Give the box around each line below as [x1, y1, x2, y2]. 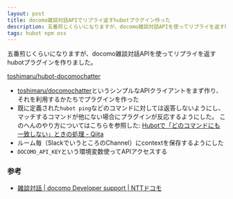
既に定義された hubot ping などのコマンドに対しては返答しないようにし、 [17, 104, 225, 112]
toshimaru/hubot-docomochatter [7, 72, 101, 81]
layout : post [7, 10, 45, 17]
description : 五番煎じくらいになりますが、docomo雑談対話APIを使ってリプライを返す [7, 23, 225, 30]
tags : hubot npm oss [7, 29, 67, 37]
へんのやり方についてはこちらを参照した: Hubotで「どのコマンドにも [23, 121, 221, 129]
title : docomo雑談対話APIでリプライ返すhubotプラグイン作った [7, 17, 171, 24]
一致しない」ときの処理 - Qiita [17, 130, 104, 138]
